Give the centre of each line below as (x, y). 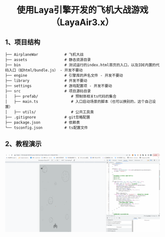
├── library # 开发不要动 (46, 81)
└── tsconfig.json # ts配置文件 (47, 128)
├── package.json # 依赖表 (42, 122)
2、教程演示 (23, 144)
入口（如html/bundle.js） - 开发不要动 (46, 70)
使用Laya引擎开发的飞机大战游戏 (82, 10)
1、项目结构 (23, 42)
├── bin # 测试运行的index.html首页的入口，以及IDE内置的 (81, 65)
